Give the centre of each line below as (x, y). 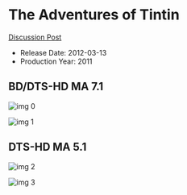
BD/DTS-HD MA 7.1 (56, 87)
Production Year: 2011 (56, 61)
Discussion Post (35, 37)
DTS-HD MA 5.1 (48, 147)
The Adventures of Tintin (94, 15)
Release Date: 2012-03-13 (63, 52)
